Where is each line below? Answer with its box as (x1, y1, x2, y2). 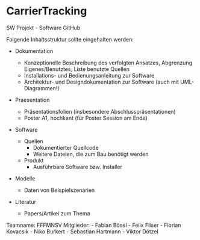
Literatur (14, 198, 36, 205)
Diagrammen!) (23, 84, 60, 91)
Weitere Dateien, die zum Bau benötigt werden (33, 150, 149, 158)
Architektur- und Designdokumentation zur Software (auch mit (23, 78, 180, 85)
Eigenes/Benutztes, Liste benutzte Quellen (23, 65, 130, 73)
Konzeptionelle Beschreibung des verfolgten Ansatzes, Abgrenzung (23, 59, 193, 66)
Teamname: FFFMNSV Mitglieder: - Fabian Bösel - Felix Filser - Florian (6, 221, 181, 229)
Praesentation (14, 96, 50, 103)
